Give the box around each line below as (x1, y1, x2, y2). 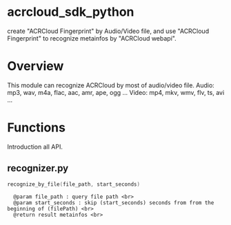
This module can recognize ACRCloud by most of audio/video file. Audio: (7, 81, 215, 89)
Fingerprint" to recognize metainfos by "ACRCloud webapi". (7, 34, 177, 42)
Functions (7, 120, 66, 136)
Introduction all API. (7, 142, 63, 151)
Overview (7, 58, 64, 74)
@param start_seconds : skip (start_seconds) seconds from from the (13, 199, 214, 206)
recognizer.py (7, 162, 69, 174)
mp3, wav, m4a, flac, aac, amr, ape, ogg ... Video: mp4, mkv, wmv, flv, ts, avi (7, 88, 225, 96)
